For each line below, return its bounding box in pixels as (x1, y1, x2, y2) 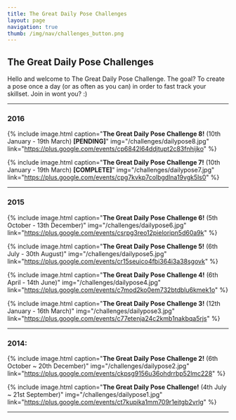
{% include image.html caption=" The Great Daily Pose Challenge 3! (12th (7, 299, 221, 307)
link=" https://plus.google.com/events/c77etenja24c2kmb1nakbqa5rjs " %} (7, 314, 221, 322)
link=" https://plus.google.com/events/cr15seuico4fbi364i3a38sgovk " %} (7, 257, 219, 265)
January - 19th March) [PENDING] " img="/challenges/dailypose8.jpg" (7, 137, 209, 146)
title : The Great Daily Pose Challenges (7, 10, 128, 18)
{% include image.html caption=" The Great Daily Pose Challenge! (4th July (7, 383, 227, 391)
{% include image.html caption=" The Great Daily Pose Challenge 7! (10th (7, 158, 221, 167)
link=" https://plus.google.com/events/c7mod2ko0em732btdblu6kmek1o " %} (7, 286, 229, 294)
